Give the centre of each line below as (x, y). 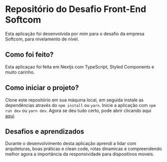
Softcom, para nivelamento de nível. (42, 39)
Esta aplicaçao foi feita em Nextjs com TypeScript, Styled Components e (80, 66)
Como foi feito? (29, 55)
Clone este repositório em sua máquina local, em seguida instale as (74, 100)
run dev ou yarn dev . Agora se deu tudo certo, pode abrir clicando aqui (78, 110)
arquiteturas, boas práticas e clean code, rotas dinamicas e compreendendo (83, 149)
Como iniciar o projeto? (42, 88)
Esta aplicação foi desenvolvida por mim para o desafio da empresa (75, 33)
